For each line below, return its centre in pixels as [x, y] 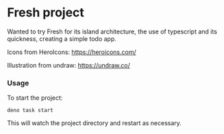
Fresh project [46, 13]
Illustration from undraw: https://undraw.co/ [69, 65]
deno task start [30, 111]
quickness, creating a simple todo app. [62, 38]
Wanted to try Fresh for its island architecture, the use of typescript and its [112, 31]
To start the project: [35, 98]
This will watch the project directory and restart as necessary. [94, 123]
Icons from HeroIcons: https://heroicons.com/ [72, 52]
